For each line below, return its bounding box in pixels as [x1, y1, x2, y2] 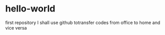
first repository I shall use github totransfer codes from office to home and [5, 19, 161, 25]
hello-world [5, 3, 56, 14]
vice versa [5, 24, 27, 30]
